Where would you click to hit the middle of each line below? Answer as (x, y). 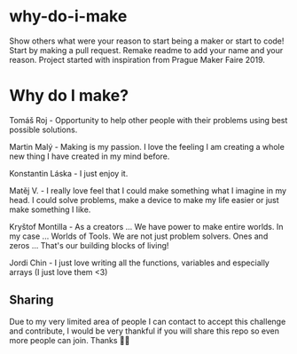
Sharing (31, 300)
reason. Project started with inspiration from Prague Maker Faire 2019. (137, 59)
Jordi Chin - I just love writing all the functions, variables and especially (140, 263)
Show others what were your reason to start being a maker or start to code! (147, 41)
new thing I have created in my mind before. (90, 156)
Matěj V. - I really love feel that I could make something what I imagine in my (148, 190)
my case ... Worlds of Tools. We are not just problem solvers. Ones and (139, 236)
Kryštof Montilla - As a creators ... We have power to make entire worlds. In (146, 226)
